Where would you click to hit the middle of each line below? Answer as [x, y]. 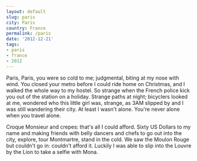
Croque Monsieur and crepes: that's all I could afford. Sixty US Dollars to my [98, 127]
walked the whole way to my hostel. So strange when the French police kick [98, 90]
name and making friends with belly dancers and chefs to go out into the [94, 133]
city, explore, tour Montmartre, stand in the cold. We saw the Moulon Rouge [98, 139]
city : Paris [21, 22]
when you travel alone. [34, 115]
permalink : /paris [29, 34]
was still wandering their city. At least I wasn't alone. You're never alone [93, 109]
